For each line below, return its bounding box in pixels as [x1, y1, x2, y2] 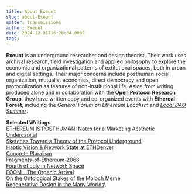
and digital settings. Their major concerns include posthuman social [6, 71, 170, 77]
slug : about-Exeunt [6, 14, 54, 20]
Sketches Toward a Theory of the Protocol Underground [6, 138, 142, 144]
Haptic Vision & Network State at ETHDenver [6, 144, 114, 151]
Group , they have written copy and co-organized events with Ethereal [6, 95, 176, 102]
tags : [6, 36, 19, 41]
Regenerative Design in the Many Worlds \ [6, 181, 107, 188]
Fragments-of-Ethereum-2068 [6, 156, 80, 163]
